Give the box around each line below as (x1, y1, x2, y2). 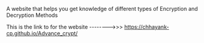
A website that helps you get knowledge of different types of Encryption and (6, 5, 198, 12)
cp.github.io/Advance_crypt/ (6, 30, 78, 37)
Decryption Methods (6, 12, 58, 19)
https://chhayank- (124, 24, 169, 30)
